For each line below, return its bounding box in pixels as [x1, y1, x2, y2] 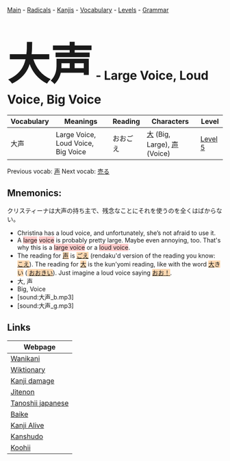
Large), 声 [146, 140, 179, 149]
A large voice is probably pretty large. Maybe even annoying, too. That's [16, 236, 221, 244]
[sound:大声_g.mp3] [16, 301, 74, 310]
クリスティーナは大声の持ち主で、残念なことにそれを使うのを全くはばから [7, 206, 217, 214]
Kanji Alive [10, 421, 44, 430]
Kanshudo [10, 432, 43, 441]
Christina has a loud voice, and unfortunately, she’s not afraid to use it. [16, 229, 216, 237]
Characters [151, 116, 190, 126]
